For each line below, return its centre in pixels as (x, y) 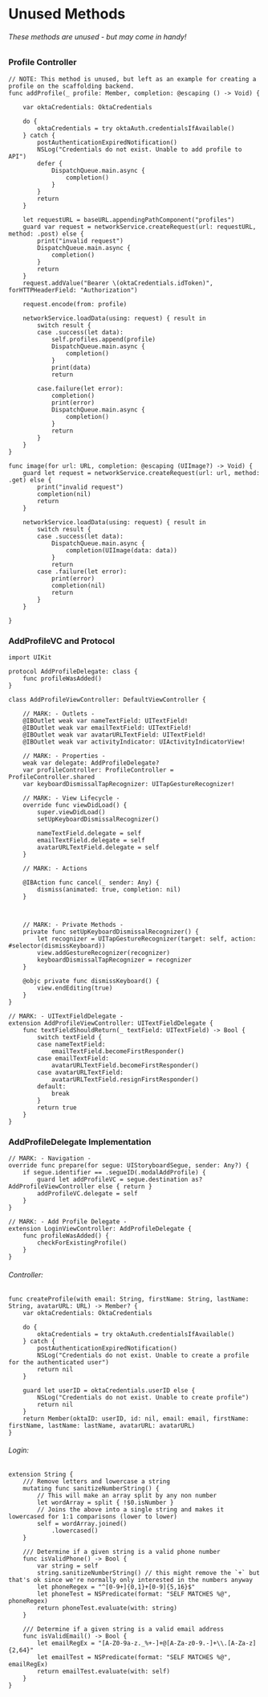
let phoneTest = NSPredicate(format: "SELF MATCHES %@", (134, 1594)
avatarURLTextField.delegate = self (98, 848)
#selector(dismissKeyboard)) (57, 946)
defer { (50, 163)
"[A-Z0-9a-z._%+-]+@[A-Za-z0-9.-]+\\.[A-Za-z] (177, 1643)
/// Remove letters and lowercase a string (97, 1481)
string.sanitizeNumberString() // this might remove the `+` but (149, 1572)
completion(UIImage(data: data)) (122, 550)
